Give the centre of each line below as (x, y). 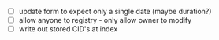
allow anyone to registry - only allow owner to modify (105, 20)
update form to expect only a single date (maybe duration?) (115, 11)
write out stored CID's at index (68, 29)
